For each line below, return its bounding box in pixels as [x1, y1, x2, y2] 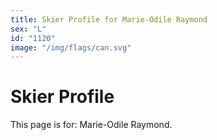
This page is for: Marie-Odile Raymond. [10, 119, 173, 131]
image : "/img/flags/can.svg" [10, 42, 132, 53]
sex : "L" [10, 24, 47, 34]
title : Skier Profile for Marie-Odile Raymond [10, 14, 208, 25]
